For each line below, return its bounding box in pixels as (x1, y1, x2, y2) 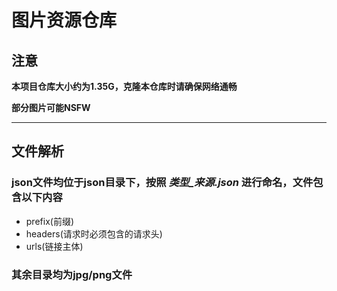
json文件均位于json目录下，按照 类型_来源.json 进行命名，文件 (11, 176, 314, 190)
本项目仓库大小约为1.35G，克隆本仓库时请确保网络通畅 (11, 81, 238, 92)
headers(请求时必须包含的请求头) (25, 227, 163, 240)
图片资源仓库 (11, 9, 118, 32)
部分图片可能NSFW (11, 102, 91, 113)
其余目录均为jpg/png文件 (11, 267, 133, 281)
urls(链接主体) (25, 240, 84, 252)
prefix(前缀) (25, 215, 74, 227)
